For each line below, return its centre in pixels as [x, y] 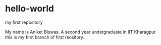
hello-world [30, 9]
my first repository [24, 22]
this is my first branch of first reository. [45, 37]
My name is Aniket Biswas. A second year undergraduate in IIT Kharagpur [80, 32]
